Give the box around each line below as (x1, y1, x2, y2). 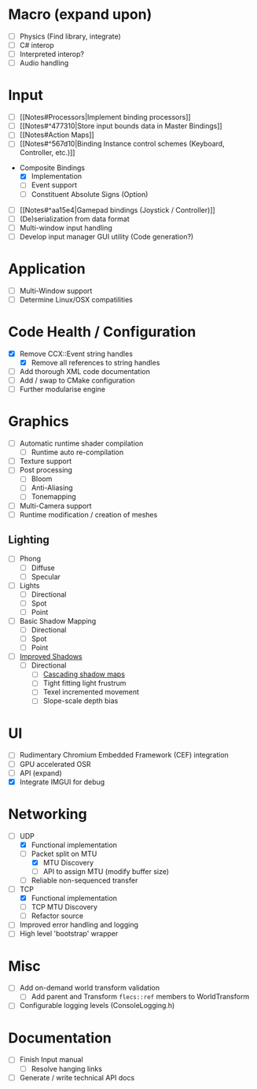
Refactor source (31, 911, 84, 920)
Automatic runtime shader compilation (19, 439, 144, 448)
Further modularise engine (19, 384, 106, 394)
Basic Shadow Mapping (19, 616, 97, 625)
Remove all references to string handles (31, 357, 160, 367)
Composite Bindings (19, 163, 86, 172)
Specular (31, 572, 61, 581)
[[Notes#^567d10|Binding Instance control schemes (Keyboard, (19, 139, 226, 149)
